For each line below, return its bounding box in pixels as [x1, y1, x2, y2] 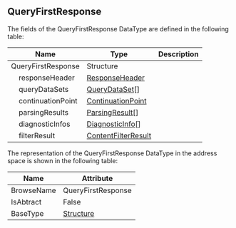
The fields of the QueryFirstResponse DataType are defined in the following [7, 24, 230, 33]
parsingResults [19, 107, 69, 117]
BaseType [11, 208, 44, 218]
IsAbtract [11, 197, 42, 207]
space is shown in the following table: [7, 156, 118, 165]
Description [158, 49, 199, 59]
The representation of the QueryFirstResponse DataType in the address [7, 149, 217, 157]
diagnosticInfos [19, 119, 71, 129]
